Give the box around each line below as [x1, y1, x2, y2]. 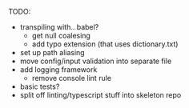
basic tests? [19, 82, 60, 91]
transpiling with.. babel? [19, 22, 99, 31]
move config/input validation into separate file [19, 56, 172, 66]
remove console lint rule [31, 74, 112, 82]
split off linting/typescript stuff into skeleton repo [19, 90, 182, 99]
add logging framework [19, 65, 98, 74]
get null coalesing [31, 31, 90, 40]
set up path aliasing [19, 48, 86, 57]
